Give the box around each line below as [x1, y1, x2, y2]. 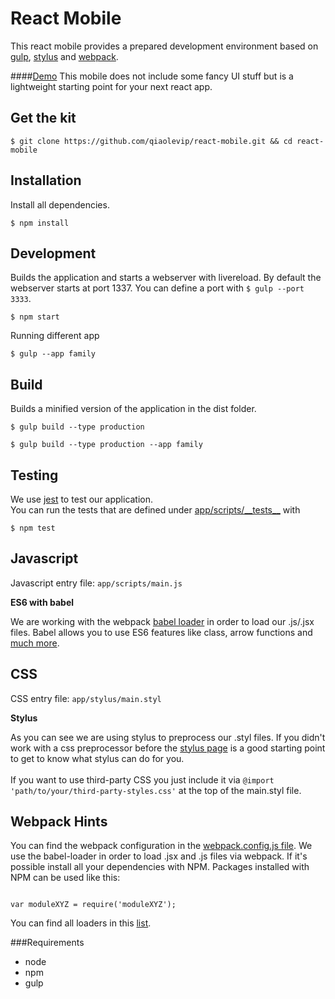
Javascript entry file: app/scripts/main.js [10, 577, 183, 589]
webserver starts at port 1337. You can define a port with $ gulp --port [10, 282, 305, 294]
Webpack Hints [10, 813, 108, 831]
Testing [10, 467, 59, 484]
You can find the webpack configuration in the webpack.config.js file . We [10, 840, 313, 852]
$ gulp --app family [10, 349, 97, 359]
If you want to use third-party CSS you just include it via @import [10, 773, 275, 786]
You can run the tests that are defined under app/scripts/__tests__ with [10, 504, 301, 516]
